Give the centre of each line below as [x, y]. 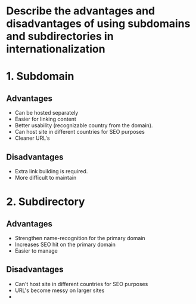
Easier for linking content [45, 119]
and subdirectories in [60, 36]
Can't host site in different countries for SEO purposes [81, 284]
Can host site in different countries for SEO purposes [80, 132]
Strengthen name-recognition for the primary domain [80, 238]
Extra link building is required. [51, 171]
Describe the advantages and [81, 11]
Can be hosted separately [46, 113]
